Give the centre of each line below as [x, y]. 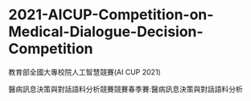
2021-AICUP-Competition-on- [111, 15]
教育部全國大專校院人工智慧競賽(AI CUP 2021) [84, 72]
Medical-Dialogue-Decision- [106, 32]
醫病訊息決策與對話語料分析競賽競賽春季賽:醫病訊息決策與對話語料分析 [126, 89]
